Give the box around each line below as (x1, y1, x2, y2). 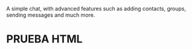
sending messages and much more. (6, 11, 95, 19)
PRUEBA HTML (6, 32, 83, 46)
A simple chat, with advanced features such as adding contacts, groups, (6, 5, 186, 12)
